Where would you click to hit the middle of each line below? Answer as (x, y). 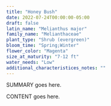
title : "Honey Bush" (32, 12)
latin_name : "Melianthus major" (46, 29)
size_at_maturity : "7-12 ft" (43, 57)
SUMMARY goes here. (34, 85)
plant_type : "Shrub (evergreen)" (48, 40)
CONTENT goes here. (33, 96)
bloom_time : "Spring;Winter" (43, 46)
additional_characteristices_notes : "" (56, 68)
